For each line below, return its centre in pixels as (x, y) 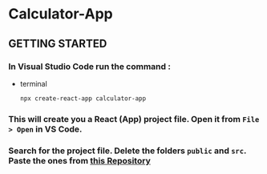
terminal (34, 83)
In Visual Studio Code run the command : (89, 67)
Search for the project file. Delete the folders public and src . (127, 151)
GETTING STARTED (58, 44)
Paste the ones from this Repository (79, 160)
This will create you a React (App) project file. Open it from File (134, 119)
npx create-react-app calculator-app (83, 98)
